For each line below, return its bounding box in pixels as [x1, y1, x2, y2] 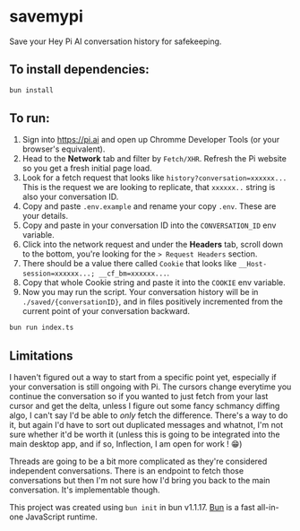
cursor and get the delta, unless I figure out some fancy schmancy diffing [9, 401, 280, 412]
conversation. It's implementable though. [9, 484, 160, 495]
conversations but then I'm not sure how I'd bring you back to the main [9, 475, 270, 486]
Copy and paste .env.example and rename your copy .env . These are [21, 201, 277, 212]
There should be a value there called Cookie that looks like [21, 258, 237, 269]
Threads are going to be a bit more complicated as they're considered [9, 456, 268, 467]
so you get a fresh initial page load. [21, 163, 152, 174]
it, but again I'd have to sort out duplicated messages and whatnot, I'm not [9, 420, 284, 431]
